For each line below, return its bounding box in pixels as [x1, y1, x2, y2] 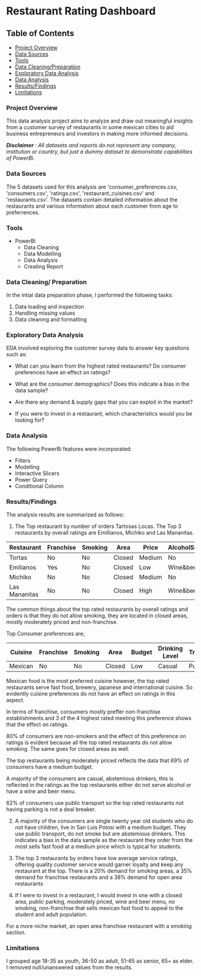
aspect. [6, 697, 25, 704]
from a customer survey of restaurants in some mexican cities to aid [6, 124, 174, 131]
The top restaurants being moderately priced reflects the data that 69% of [6, 757, 190, 764]
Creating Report [23, 262, 63, 270]
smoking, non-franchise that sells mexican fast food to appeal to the [14, 905, 184, 912]
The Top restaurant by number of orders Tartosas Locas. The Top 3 [14, 523, 181, 530]
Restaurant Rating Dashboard [6, 4, 156, 18]
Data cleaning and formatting [14, 316, 87, 323]
